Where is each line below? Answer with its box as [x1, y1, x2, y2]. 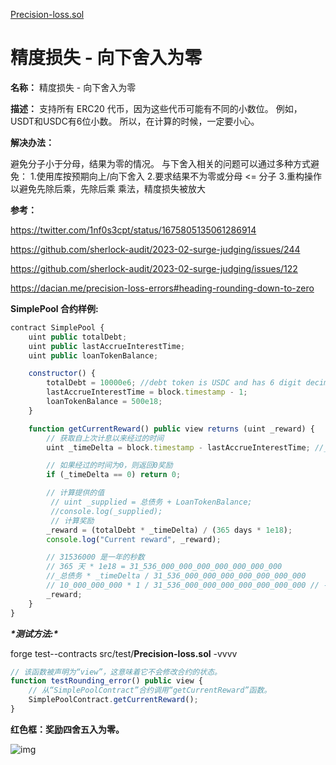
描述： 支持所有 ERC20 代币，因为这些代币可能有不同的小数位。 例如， [10, 102, 303, 114]
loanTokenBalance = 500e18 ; [46, 397, 163, 407]
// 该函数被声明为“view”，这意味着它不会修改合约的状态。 [10, 667, 222, 677]
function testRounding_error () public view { [10, 676, 203, 686]
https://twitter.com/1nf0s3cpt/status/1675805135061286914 [10, 224, 257, 236]
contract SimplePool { [10, 322, 105, 333]
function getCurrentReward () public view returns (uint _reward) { [28, 424, 315, 434]
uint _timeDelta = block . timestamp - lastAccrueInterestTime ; [46, 442, 311, 453]
